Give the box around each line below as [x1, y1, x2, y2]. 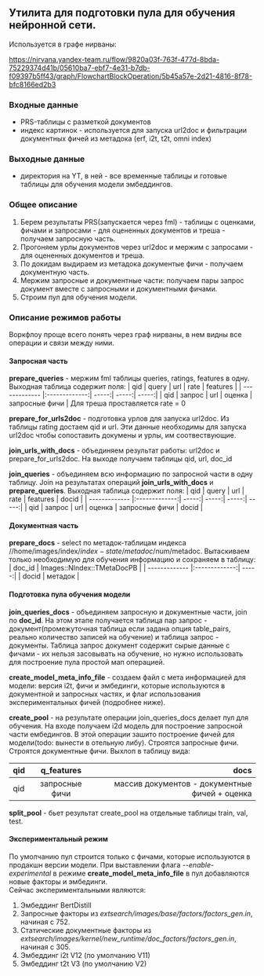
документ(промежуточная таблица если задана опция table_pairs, [9, 624, 231, 633]
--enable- [182, 860, 215, 869]
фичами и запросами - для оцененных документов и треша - [20, 226, 226, 235]
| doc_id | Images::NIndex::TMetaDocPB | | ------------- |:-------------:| [9, 563, 241, 573]
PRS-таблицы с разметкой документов [20, 117, 151, 127]
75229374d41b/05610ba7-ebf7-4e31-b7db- [9, 63, 151, 72]
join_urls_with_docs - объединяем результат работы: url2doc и [9, 446, 220, 455]
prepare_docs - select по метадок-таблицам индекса [9, 538, 186, 548]
